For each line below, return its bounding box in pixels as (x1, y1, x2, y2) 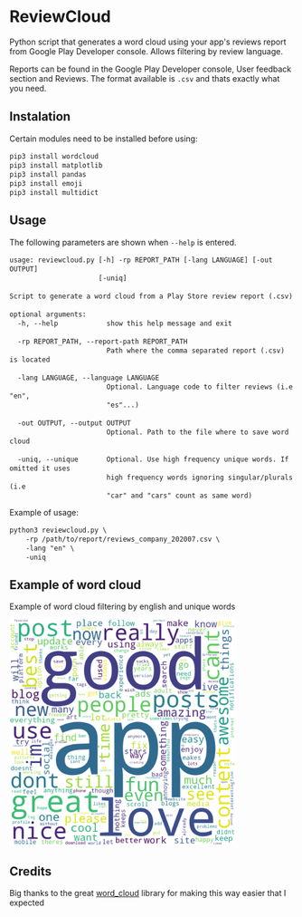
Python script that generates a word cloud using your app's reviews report (9, 36, 287, 47)
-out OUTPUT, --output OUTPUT (17, 419, 131, 428)
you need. (9, 82, 47, 93)
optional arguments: (9, 310, 88, 319)
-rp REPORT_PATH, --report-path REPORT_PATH (17, 337, 188, 346)
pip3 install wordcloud (9, 151, 99, 160)
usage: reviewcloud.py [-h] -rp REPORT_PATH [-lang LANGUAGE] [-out (9, 256, 273, 265)
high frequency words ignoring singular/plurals (106, 473, 294, 482)
